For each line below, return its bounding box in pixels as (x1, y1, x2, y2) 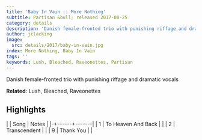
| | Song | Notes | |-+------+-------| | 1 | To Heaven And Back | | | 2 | (6, 121, 176, 128)
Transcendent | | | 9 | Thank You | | (6, 127, 93, 134)
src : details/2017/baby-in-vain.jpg (11, 43, 103, 49)
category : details (6, 20, 52, 26)
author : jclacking (6, 31, 52, 37)
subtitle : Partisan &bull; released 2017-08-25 (6, 14, 128, 20)
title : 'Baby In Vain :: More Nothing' (6, 8, 106, 15)
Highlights (6, 105, 46, 115)
